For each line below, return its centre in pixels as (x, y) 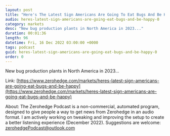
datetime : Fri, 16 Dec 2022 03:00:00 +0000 (52, 43)
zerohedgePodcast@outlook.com (40, 128)
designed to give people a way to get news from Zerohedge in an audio (80, 112)
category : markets (25, 24)
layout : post (19, 10)
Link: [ (12, 81)
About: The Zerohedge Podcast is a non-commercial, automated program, (82, 107)
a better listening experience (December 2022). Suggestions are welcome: (83, 123)
